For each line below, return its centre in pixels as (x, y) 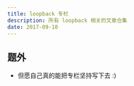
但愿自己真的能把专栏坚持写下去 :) (67, 75)
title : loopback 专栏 (38, 14)
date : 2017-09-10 (33, 27)
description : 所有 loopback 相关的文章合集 (67, 20)
